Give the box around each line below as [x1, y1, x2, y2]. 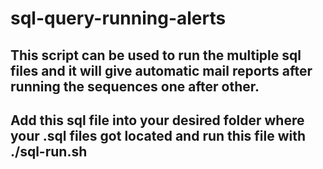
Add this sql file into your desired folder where [10, 112, 305, 129]
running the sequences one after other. [10, 78, 260, 95]
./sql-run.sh [10, 143, 88, 160]
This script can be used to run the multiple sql [10, 47, 302, 64]
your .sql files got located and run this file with [10, 127, 307, 144]
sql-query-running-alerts [10, 7, 227, 30]
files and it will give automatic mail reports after [10, 62, 313, 79]
